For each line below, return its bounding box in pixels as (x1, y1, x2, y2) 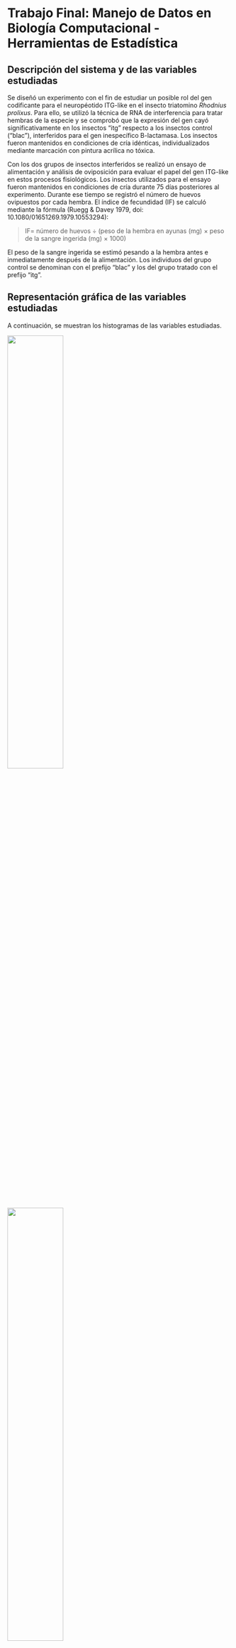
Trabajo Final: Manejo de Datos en (7, 5, 212, 21)
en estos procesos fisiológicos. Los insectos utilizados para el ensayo (7, 176, 211, 183)
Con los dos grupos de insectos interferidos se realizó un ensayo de (7, 160, 207, 168)
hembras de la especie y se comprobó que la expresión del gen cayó (7, 116, 209, 124)
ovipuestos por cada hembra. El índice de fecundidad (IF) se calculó (7, 198, 207, 206)
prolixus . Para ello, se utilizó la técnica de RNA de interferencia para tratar (7, 109, 223, 117)
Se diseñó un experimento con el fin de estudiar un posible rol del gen (7, 94, 213, 102)
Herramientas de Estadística (7, 36, 179, 51)
